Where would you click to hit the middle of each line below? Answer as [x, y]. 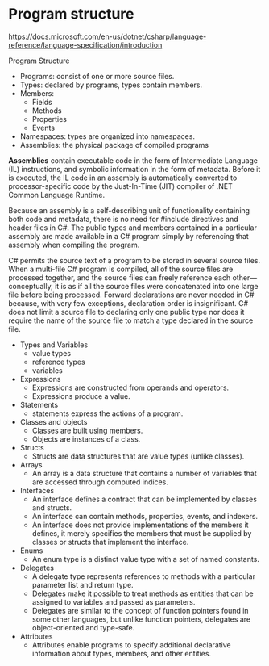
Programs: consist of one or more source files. [97, 76]
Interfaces [37, 490]
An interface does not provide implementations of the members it [140, 525]
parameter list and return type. [83, 584]
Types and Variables [54, 345]
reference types [59, 362]
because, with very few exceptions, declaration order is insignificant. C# [128, 303]
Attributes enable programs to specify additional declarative [131, 645]
